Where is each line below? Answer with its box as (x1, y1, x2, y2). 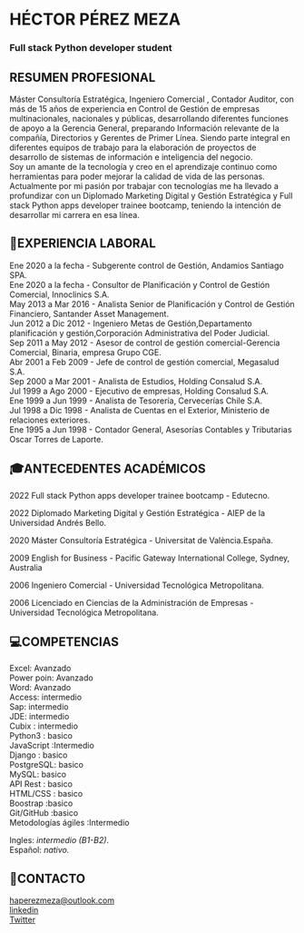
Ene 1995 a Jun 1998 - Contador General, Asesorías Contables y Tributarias (9, 423, 292, 435)
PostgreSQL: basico (9, 759, 84, 770)
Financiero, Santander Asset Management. (9, 308, 170, 319)
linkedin (9, 905, 39, 916)
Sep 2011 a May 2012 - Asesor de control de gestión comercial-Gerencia (9, 337, 280, 348)
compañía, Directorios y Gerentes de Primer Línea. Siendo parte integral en (9, 132, 290, 143)
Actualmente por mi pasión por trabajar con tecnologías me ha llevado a (9, 180, 279, 191)
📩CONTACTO (9, 870, 86, 886)
